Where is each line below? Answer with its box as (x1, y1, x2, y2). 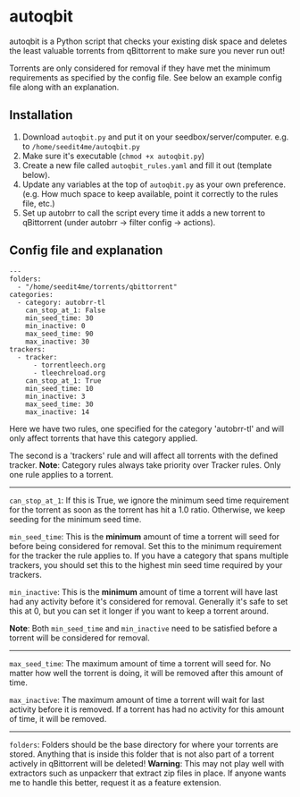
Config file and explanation (9, 243, 163, 259)
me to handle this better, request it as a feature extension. (9, 776, 221, 788)
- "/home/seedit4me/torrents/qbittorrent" (17, 282, 178, 292)
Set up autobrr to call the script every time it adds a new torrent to (21, 208, 266, 218)
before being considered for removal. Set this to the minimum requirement (9, 540, 282, 551)
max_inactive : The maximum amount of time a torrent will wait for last (9, 694, 265, 705)
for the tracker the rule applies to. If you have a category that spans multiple (9, 550, 289, 561)
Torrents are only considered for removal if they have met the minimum (9, 63, 271, 73)
